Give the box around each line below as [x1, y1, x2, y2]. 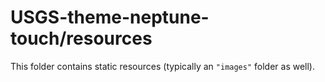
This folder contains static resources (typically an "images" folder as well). [10, 60, 316, 72]
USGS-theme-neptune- [10, 6, 210, 29]
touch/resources [10, 27, 153, 50]
